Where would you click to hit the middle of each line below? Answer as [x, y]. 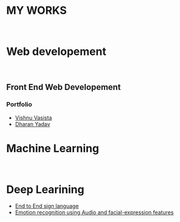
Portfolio [19, 104]
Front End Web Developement [63, 87]
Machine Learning [53, 148]
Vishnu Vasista [34, 118]
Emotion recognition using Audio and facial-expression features [94, 212]
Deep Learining [45, 189]
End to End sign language [47, 206]
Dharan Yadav [32, 124]
